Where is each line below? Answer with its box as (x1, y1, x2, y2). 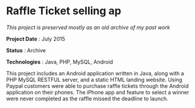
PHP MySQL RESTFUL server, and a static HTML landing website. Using (6, 76, 183, 83)
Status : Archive (6, 46, 46, 54)
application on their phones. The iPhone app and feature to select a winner (6, 88, 189, 96)
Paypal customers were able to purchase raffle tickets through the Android (6, 82, 189, 90)
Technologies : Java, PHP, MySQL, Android (6, 58, 113, 65)
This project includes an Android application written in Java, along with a (6, 69, 184, 77)
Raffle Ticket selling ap (6, 4, 122, 18)
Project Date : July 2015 (6, 35, 65, 42)
